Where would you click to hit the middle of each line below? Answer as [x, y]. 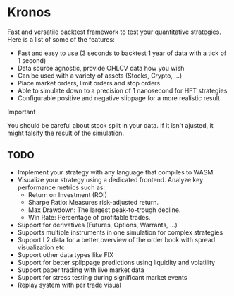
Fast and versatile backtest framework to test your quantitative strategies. [115, 32]
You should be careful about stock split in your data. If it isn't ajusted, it [110, 125]
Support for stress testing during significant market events [102, 277]
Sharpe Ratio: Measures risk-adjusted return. [93, 202]
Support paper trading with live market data [81, 270]
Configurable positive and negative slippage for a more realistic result [119, 98]
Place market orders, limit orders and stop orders [89, 83]
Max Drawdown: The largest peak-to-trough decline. [104, 210]
